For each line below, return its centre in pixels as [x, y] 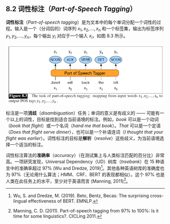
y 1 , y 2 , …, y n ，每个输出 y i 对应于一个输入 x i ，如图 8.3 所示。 [67, 36]
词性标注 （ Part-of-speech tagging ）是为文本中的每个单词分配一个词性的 [81, 22]
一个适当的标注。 [28, 145]
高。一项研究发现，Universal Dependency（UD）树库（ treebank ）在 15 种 [83, 162]
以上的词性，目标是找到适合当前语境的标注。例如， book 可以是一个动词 [84, 120]
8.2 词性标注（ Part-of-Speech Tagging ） [71, 9]
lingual [20, 201]
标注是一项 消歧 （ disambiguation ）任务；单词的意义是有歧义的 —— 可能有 [83, 113]
